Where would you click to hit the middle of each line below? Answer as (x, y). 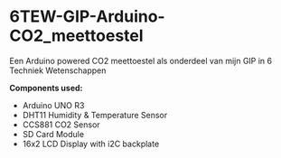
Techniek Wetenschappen (58, 70)
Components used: (46, 88)
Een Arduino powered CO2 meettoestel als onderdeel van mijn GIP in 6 (141, 60)
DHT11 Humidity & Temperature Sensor (95, 115)
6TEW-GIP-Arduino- (87, 17)
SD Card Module (53, 134)
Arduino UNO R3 (53, 105)
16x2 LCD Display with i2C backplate (91, 144)
